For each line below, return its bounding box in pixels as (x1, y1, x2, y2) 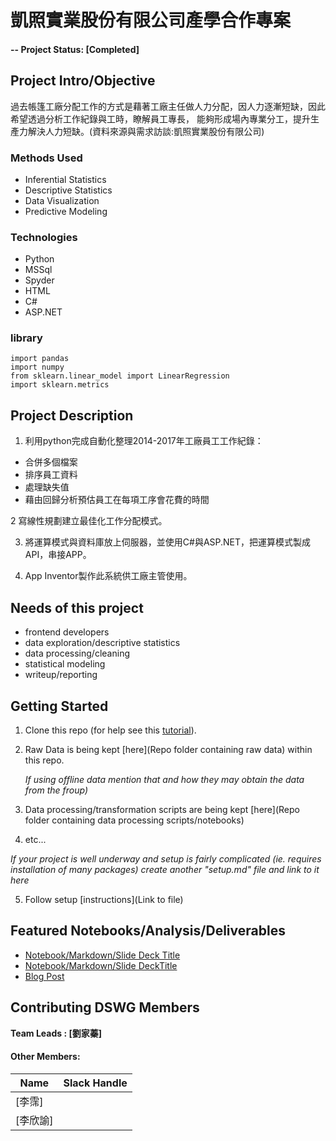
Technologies (10, 230, 78, 244)
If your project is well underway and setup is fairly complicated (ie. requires (10, 852, 322, 865)
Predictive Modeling (24, 205, 108, 217)
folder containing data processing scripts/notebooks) (24, 814, 245, 826)
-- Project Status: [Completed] (10, 43, 140, 55)
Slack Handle (63, 1076, 128, 1090)
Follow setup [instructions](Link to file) (24, 893, 184, 905)
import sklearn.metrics (10, 380, 110, 390)
